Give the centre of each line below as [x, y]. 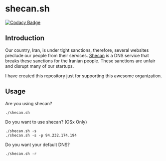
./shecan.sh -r [21, 154]
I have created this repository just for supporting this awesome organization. [83, 76]
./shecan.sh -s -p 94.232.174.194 [41, 136]
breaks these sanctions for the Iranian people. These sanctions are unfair [80, 61]
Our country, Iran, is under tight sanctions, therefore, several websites [77, 50]
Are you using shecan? [29, 103]
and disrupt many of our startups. [40, 66]
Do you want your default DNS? [37, 145]
